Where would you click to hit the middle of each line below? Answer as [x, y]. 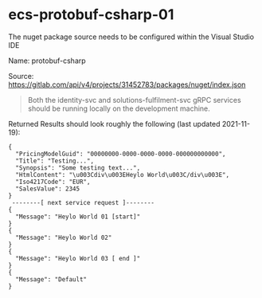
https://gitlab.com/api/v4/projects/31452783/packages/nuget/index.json [127, 84]
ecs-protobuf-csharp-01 [91, 15]
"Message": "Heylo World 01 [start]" [78, 217]
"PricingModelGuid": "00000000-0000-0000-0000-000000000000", [121, 154]
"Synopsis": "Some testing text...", [78, 168]
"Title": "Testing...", [55, 161]
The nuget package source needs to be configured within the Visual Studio [131, 37]
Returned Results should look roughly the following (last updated [114, 124]
